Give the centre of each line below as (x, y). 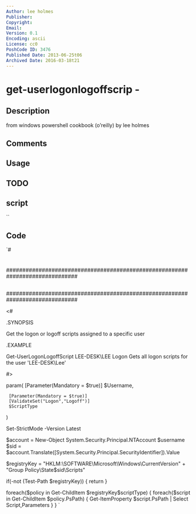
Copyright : (19, 22)
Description (28, 111)
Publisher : (19, 17)
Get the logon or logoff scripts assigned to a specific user (75, 334)
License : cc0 (22, 44)
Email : (14, 28)
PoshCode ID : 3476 (28, 50)
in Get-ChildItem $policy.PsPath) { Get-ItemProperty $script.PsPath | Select (97, 499)
